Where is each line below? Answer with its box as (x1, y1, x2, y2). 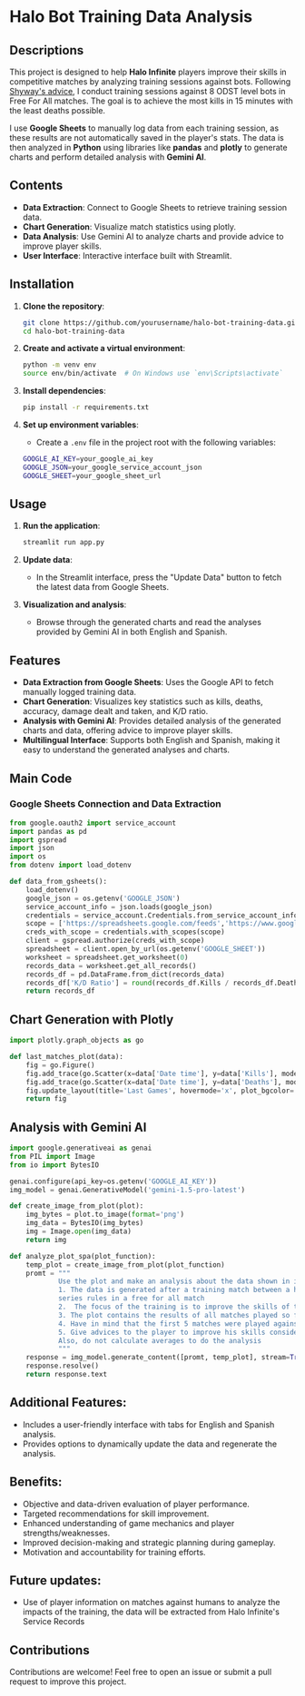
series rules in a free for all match (57, 1294, 205, 1303)
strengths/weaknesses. (22, 1527, 111, 1538)
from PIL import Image (9, 1152, 95, 1161)
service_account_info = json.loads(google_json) (25, 902, 213, 911)
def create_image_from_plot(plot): (9, 1201, 144, 1211)
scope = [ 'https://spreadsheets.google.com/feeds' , (25, 919, 225, 928)
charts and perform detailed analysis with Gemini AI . (9, 152, 207, 162)
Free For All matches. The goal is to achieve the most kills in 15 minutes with (9, 95, 293, 106)
